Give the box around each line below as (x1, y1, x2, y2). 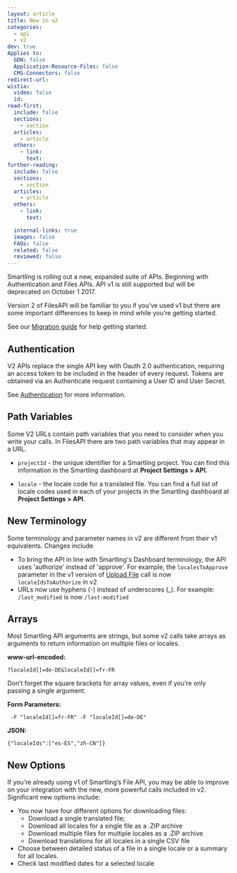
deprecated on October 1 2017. (7, 288, 97, 296)
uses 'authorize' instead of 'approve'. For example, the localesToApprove (17, 563, 229, 571)
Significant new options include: (7, 793, 101, 802)
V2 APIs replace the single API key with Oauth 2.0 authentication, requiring (7, 361, 224, 370)
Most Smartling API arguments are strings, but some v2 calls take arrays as (7, 632, 226, 640)
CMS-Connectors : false (13, 69, 80, 76)
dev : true (7, 43, 37, 50)
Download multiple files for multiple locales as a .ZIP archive (28, 829, 203, 838)
